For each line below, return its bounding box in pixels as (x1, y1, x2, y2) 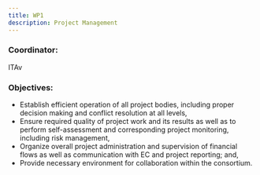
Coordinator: (8, 45, 58, 56)
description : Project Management (8, 19, 118, 27)
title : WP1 (8, 11, 44, 20)
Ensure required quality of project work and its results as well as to (19, 117, 236, 126)
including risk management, (19, 133, 110, 143)
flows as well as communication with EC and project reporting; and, (19, 150, 239, 159)
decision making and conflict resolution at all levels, (19, 108, 188, 118)
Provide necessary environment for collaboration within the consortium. (19, 159, 253, 168)
